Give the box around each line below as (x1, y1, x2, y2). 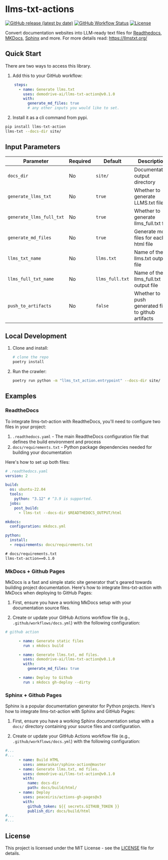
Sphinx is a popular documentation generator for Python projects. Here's (5, 703, 155, 709)
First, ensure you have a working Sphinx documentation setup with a (12, 718, 154, 724)
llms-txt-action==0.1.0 (5, 556, 55, 561)
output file (134, 282, 158, 289)
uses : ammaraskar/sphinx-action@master (23, 762, 106, 767)
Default (103, 158, 121, 165)
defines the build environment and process (12, 439, 101, 445)
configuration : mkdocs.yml (9, 524, 66, 529)
